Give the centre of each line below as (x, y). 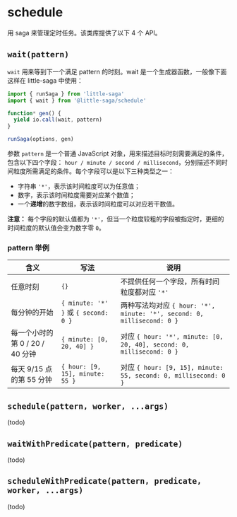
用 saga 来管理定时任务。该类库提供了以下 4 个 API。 (84, 33)
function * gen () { (34, 113)
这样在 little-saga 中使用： (45, 80)
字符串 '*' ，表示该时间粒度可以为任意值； (79, 186)
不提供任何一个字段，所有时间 (170, 281)
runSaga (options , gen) (41, 139)
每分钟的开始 (32, 313)
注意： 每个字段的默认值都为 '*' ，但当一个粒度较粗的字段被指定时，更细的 (116, 219)
